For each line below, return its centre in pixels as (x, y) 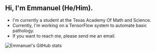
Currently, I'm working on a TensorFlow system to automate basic (80, 25)
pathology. (23, 30)
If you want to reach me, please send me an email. (64, 36)
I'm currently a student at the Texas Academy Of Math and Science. (82, 20)
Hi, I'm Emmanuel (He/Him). (49, 8)
